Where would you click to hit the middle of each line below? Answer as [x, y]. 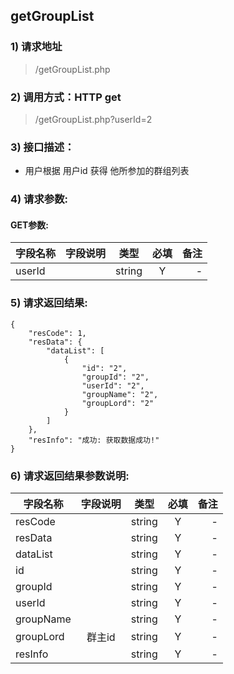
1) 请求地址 [36, 47]
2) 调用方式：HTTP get [66, 97]
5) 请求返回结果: [49, 303]
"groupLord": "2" [118, 403]
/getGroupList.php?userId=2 [93, 119]
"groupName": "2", [120, 394]
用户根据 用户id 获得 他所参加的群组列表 [107, 171]
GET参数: [30, 225]
